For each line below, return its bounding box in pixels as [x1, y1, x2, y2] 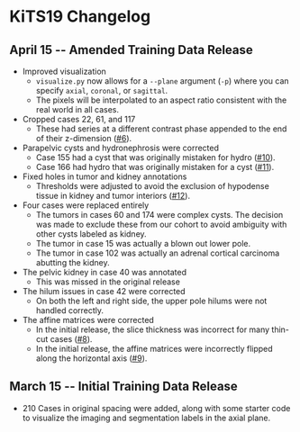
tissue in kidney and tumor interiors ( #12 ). [35, 191, 191, 201]
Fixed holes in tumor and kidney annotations [22, 171, 187, 182]
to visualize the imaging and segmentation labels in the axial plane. [22, 412, 271, 423]
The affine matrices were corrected [22, 315, 155, 325]
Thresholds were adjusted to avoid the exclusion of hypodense [35, 181, 270, 191]
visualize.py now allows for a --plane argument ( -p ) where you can [35, 76, 290, 86]
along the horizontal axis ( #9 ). [35, 353, 148, 364]
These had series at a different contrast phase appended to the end [35, 123, 287, 134]
